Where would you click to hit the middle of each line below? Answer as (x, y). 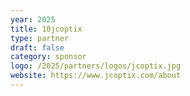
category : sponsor (48, 57)
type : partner (40, 38)
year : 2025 (33, 19)
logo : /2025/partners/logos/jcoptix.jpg (96, 66)
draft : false (37, 47)
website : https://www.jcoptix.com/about (96, 76)
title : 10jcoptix (46, 29)
